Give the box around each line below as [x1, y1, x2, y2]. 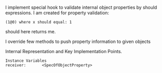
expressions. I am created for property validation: [5, 10, 109, 16]
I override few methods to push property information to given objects [5, 38, 151, 44]
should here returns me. [5, 29, 56, 35]
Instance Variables [5, 58, 47, 63]
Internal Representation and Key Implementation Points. [5, 48, 123, 54]
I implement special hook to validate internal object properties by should [5, 5, 157, 10]
